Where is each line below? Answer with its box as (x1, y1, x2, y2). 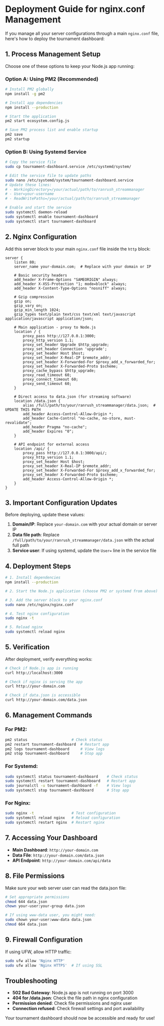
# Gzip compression (14, 294, 54, 299)
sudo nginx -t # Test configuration (5, 811, 116, 816)
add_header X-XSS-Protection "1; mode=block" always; (14, 281, 127, 286)
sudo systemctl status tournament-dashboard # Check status (5, 774, 138, 779)
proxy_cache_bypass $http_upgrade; (23, 368, 96, 373)
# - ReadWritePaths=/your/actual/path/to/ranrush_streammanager (5, 196, 140, 201)
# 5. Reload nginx (5, 625, 43, 630)
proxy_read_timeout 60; (23, 373, 72, 378)
